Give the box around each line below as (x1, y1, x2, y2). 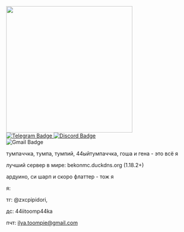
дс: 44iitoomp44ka (6, 208, 53, 215)
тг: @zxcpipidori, (6, 196, 48, 203)
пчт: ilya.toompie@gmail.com (6, 220, 78, 226)
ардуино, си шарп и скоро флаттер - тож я (6, 173, 114, 180)
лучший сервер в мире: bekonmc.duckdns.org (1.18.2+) (6, 162, 144, 168)
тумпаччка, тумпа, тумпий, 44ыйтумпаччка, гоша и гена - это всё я (6, 150, 179, 157)
